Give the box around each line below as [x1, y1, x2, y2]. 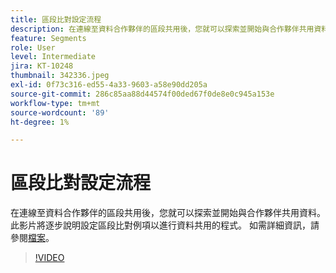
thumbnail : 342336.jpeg [10, 71, 110, 81]
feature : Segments [10, 33, 87, 43]
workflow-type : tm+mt [10, 98, 101, 108]
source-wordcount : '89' [10, 107, 110, 118]
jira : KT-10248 [10, 61, 74, 71]
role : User [10, 42, 56, 53]
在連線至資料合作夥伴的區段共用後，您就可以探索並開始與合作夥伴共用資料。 [10, 207, 326, 219]
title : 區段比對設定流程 [10, 14, 102, 25]
